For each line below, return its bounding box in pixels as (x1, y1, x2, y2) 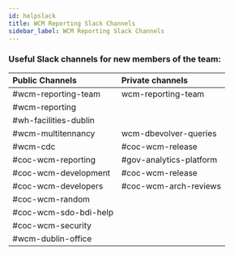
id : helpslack (8, 11, 57, 20)
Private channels (121, 74, 189, 86)
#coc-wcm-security (12, 219, 91, 231)
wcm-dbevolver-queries (121, 127, 217, 138)
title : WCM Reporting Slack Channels (8, 19, 136, 28)
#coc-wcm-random (12, 193, 91, 205)
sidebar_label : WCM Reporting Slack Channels (8, 27, 164, 35)
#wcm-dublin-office (12, 232, 92, 244)
